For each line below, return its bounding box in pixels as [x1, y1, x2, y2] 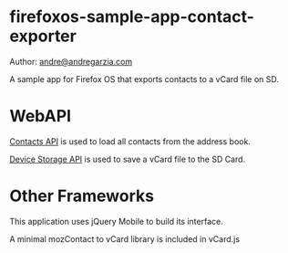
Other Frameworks [9, 185, 155, 206]
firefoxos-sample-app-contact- [9, 6, 255, 27]
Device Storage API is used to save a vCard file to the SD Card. [9, 153, 246, 164]
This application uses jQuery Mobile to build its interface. [9, 216, 223, 227]
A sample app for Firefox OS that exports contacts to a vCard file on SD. [9, 73, 280, 84]
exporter [9, 26, 77, 47]
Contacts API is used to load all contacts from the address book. [9, 135, 251, 147]
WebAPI [9, 106, 71, 127]
